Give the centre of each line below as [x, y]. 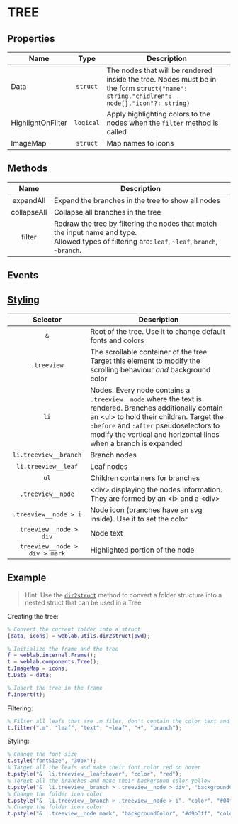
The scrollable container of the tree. [150, 352]
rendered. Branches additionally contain [157, 408]
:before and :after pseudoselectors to [155, 425]
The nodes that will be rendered [159, 70]
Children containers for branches [145, 478]
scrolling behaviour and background [151, 370]
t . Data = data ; [30, 676]
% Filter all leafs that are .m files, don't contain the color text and [119, 721]
